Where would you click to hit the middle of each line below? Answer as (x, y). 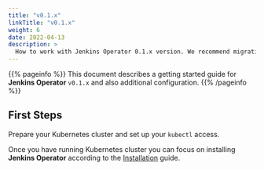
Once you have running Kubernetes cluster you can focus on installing (122, 149)
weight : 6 (24, 30)
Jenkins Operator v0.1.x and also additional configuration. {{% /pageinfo (128, 82)
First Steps (35, 116)
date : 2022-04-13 (37, 37)
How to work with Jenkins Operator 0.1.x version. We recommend (123, 52)
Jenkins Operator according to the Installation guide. (94, 157)
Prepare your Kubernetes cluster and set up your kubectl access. (114, 134)
